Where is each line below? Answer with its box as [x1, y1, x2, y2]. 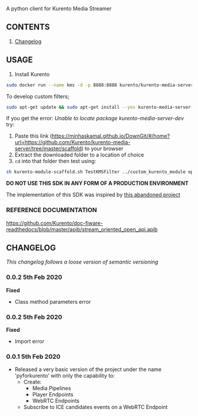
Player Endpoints [32, 391, 74, 398]
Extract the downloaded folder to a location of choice [14, 151, 144, 158]
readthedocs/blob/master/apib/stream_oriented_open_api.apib [6, 226, 158, 233]
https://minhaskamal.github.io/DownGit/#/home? [51, 132, 170, 139]
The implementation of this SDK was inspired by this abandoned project [6, 191, 181, 199]
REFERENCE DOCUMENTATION [6, 206, 97, 214]
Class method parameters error [14, 298, 91, 305]
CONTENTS [6, 22, 50, 32]
